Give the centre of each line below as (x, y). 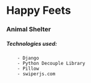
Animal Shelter (29, 29)
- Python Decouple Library (51, 64)
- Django (28, 58)
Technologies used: (32, 43)
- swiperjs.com (36, 74)
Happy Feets (39, 11)
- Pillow (28, 69)
